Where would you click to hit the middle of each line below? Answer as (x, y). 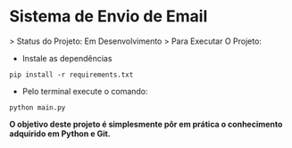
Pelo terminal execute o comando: (85, 91)
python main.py (38, 107)
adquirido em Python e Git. (60, 133)
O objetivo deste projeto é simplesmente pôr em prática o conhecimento (146, 124)
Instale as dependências (67, 58)
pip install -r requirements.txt (71, 74)
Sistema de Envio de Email (108, 16)
